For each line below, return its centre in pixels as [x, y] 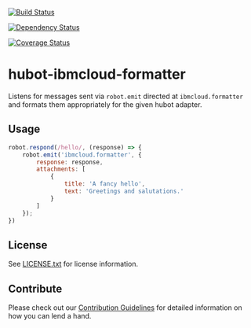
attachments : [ [61, 169]
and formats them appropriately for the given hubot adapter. [105, 104]
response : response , [70, 162]
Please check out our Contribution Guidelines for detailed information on [125, 308]
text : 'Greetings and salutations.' [124, 191]
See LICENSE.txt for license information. [73, 264]
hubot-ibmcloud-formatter [97, 74]
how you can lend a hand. [50, 316]
